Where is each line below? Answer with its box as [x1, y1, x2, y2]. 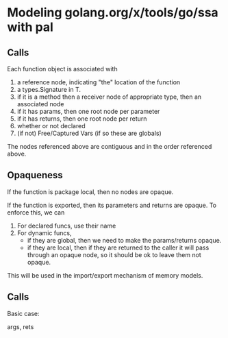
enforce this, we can [7, 208, 65, 217]
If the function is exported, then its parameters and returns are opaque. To [7, 201, 217, 209]
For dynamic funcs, [16, 228, 72, 237]
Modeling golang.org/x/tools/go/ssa [7, 5, 219, 21]
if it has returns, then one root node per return [16, 114, 147, 123]
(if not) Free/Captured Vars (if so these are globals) [16, 129, 162, 137]
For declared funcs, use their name [16, 221, 116, 230]
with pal [7, 19, 53, 35]
